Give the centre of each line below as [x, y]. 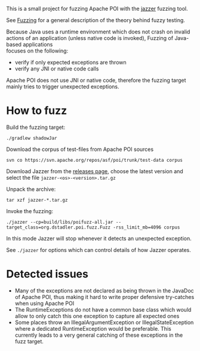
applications [38, 44]
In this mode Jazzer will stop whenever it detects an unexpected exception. [99, 238]
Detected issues [47, 274]
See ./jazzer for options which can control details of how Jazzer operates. [99, 250]
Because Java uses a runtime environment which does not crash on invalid [98, 32]
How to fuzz [37, 111]
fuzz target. [29, 341]
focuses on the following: [37, 51]
